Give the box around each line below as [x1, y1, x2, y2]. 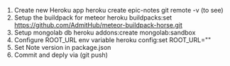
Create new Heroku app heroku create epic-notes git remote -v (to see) [13, 6, 224, 14]
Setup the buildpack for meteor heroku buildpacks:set [13, 13, 172, 22]
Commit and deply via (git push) [13, 51, 109, 59]
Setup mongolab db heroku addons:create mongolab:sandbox [13, 28, 196, 37]
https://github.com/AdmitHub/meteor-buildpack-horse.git [13, 21, 183, 29]
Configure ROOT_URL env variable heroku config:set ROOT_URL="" [13, 36, 212, 44]
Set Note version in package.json [13, 44, 111, 51]
